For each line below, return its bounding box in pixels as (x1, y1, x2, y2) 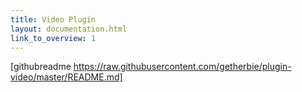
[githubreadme (10, 61, 72, 73)
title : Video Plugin (10, 14, 97, 25)
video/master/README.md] (10, 71, 123, 83)
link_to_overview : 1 (10, 33, 97, 43)
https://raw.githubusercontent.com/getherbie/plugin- (73, 61, 292, 73)
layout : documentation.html (10, 24, 128, 34)
